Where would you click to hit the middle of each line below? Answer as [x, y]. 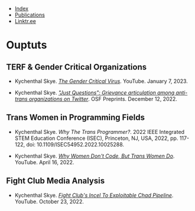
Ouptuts [27, 45]
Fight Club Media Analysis [56, 181]
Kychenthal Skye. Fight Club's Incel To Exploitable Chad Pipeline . [94, 195]
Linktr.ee [25, 21]
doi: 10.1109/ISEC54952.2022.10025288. [75, 144]
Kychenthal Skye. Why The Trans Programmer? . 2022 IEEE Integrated [100, 132]
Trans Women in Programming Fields [75, 118]
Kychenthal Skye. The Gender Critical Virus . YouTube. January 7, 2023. [101, 81]
